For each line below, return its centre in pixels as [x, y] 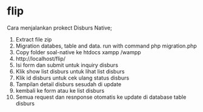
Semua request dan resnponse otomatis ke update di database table [101, 97]
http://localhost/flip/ [41, 58]
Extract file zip [34, 39]
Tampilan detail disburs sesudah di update [68, 84]
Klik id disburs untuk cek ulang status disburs [72, 78]
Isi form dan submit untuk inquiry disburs [67, 65]
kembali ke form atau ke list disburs [60, 90]
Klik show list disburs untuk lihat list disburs [70, 71]
